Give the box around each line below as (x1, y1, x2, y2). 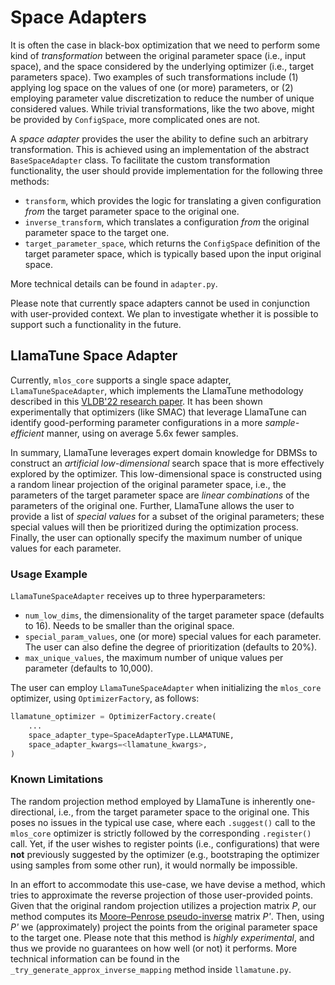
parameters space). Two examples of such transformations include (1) (10, 71, 299, 83)
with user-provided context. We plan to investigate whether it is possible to (10, 307, 319, 320)
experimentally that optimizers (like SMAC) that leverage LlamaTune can (10, 406, 307, 418)
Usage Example (10, 567, 88, 581)
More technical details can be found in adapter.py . (10, 277, 218, 290)
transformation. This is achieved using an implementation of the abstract (10, 143, 310, 155)
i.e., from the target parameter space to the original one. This (58, 806, 310, 818)
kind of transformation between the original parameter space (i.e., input (10, 49, 307, 61)
